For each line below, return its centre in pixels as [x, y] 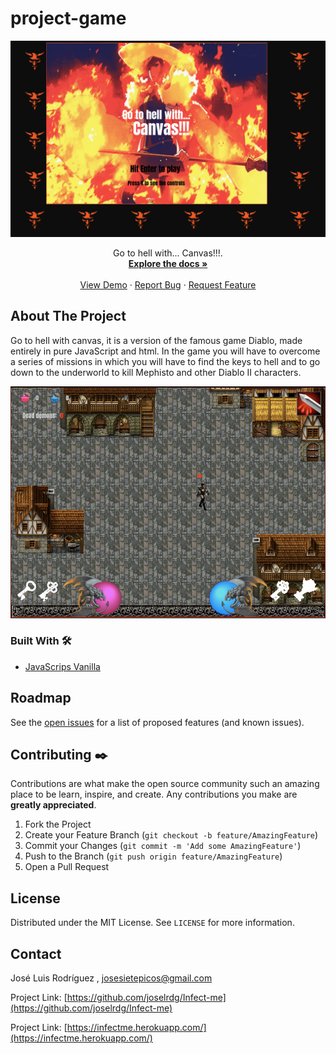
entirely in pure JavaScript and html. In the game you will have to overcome [165, 351]
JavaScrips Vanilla [62, 666]
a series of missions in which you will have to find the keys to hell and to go [165, 361]
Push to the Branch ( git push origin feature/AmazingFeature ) [153, 856]
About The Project [68, 316]
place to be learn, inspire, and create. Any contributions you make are [154, 794]
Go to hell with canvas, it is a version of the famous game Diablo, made [156, 340]
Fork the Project [58, 824]
